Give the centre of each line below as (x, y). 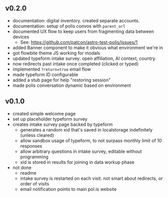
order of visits (35, 184)
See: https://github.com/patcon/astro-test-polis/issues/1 (79, 42)
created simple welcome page (44, 113)
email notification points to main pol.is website (68, 189)
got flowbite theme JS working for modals (56, 53)
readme (28, 173)
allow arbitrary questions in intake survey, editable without (81, 151)
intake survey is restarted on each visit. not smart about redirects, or (91, 178)
